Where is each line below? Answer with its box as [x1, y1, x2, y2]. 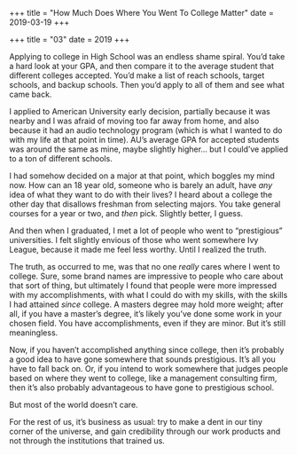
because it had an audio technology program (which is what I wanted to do [9, 125, 283, 136]
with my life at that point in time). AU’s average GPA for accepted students [9, 135, 279, 145]
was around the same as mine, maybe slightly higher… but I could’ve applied [9, 144, 289, 154]
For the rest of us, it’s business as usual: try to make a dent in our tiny [9, 417, 263, 427]
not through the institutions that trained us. [9, 435, 166, 446]
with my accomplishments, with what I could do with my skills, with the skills [9, 290, 288, 300]
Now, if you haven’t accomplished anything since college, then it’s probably [9, 345, 285, 355]
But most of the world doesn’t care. [9, 399, 139, 410]
